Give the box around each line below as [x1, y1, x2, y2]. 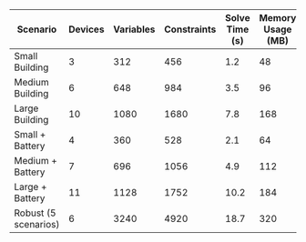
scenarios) [14, 218, 60, 230]
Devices [67, 23, 105, 35]
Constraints [163, 23, 217, 35]
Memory [259, 12, 297, 24]
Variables [113, 23, 156, 35]
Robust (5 [14, 207, 56, 219]
